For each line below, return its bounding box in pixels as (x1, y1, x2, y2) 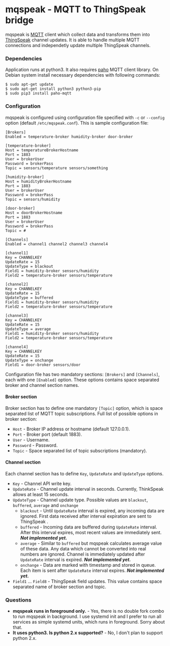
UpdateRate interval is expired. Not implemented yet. (20, 556, 131, 563)
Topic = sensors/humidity (5, 197, 60, 202)
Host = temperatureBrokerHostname (5, 147, 79, 153)
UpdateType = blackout (5, 264, 53, 269)
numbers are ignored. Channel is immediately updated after (20, 551, 145, 557)
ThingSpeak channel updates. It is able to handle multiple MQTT (5, 37, 140, 43)
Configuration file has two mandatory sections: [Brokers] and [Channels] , (5, 371, 160, 377)
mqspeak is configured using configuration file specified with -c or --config (5, 114, 165, 121)
